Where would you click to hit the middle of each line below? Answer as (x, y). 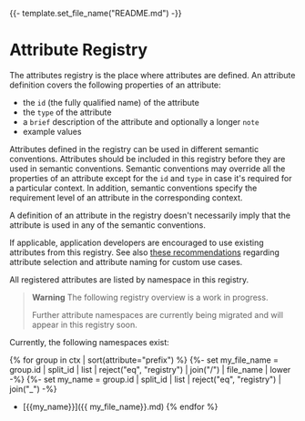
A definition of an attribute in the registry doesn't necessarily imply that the (150, 215)
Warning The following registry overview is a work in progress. (150, 297)
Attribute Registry (79, 50)
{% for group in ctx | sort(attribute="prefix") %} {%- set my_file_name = (144, 360)
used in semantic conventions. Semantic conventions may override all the (147, 169)
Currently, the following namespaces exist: (90, 342)
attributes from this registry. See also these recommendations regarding (145, 252)
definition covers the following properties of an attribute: (115, 85)
